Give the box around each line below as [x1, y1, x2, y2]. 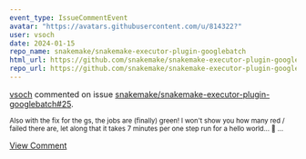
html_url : [9, 55, 47, 65]
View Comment [9, 140, 67, 151]
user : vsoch [9, 30, 55, 39]
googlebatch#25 [9, 98, 72, 109]
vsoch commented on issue [9, 88, 114, 100]
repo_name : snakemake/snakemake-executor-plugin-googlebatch [9, 47, 247, 56]
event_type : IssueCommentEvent [9, 13, 128, 23]
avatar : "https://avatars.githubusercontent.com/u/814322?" [9, 22, 243, 31]
